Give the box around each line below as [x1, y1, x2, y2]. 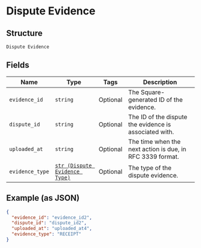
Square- [140, 88, 165, 96]
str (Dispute [54, 162, 92, 169]
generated [128, 95, 157, 104]
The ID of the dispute [128, 113, 187, 121]
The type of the [128, 164, 172, 172]
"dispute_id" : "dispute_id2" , [11, 220, 87, 226]
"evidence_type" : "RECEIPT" [11, 231, 82, 237]
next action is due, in [128, 145, 187, 153]
